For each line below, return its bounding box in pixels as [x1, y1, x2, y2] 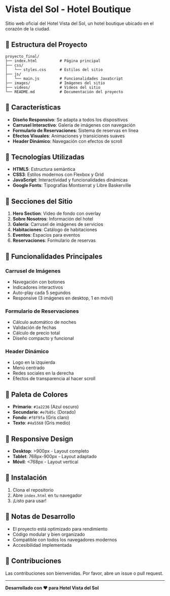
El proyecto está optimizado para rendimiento [12, 526, 108, 532]
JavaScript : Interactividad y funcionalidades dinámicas [12, 177, 128, 183]
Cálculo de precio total [12, 330, 60, 336]
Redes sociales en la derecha [12, 370, 74, 376]
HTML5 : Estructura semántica [12, 166, 76, 172]
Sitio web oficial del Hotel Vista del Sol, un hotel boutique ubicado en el [5, 20, 154, 26]
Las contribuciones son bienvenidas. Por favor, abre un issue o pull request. [5, 570, 163, 576]
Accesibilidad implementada [12, 542, 72, 548]
